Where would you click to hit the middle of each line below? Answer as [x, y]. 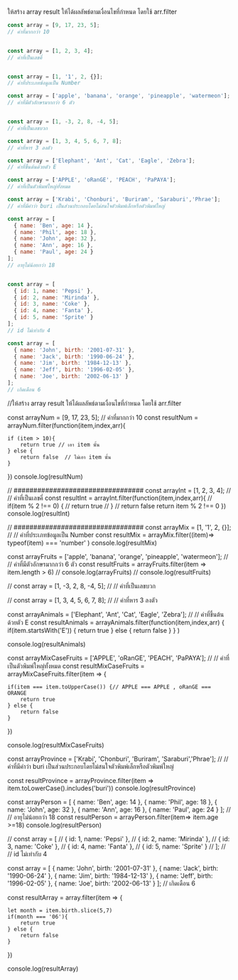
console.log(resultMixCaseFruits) [56, 745]
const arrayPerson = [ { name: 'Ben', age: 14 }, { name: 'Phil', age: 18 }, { [113, 801]
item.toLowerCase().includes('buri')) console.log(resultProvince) [102, 788]
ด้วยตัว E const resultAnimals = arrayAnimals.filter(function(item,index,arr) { [116, 622]
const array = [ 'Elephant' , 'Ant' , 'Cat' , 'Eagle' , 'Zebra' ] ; [101, 161]
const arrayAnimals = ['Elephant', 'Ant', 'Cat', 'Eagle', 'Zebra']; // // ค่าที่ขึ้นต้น [116, 614]
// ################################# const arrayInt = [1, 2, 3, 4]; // [119, 490]
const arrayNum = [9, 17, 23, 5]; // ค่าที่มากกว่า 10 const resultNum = [103, 417]
